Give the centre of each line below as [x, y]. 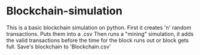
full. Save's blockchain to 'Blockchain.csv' [58, 47]
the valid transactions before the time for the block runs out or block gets [98, 40]
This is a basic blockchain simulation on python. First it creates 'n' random [99, 27]
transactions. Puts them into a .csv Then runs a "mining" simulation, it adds [100, 33]
